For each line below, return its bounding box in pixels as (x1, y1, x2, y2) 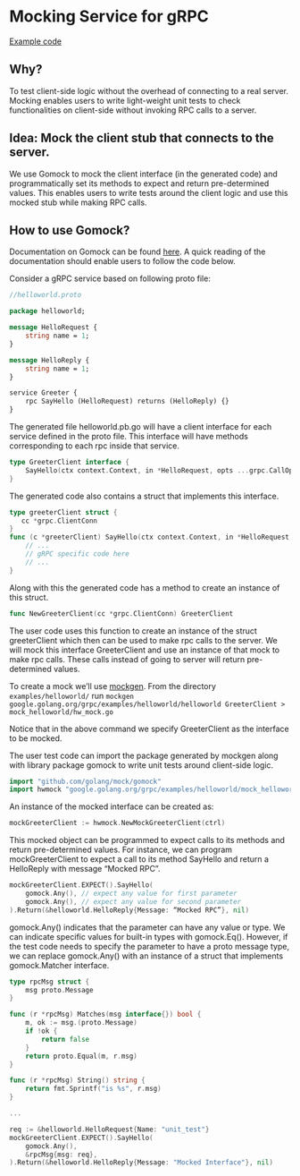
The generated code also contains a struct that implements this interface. (9, 490, 279, 501)
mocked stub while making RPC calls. (9, 197, 147, 208)
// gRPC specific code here (25, 550, 129, 558)
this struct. (9, 592, 49, 602)
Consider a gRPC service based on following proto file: (9, 273, 212, 284)
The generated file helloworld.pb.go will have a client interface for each (9, 422, 272, 431)
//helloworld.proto (9, 291, 82, 300)
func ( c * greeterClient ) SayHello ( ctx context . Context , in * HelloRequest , (9, 533, 294, 542)
